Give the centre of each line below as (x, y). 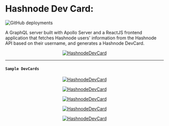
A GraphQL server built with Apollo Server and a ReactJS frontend (74, 32)
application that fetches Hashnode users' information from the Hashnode (81, 38)
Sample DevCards (22, 69)
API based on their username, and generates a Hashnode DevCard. (75, 43)
